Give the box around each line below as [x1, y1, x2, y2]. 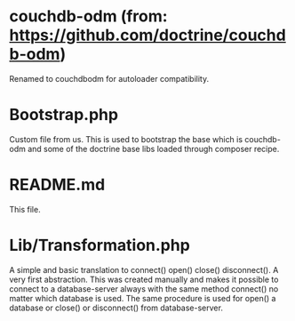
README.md [9, 175, 106, 195]
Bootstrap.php [9, 105, 118, 125]
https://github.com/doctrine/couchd [9, 25, 286, 45]
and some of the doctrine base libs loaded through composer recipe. [28, 143, 280, 154]
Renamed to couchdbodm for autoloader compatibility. [9, 73, 210, 84]
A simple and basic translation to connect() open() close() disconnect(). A [9, 264, 279, 275]
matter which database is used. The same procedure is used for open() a [9, 293, 276, 303]
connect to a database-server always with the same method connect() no [9, 283, 279, 294]
